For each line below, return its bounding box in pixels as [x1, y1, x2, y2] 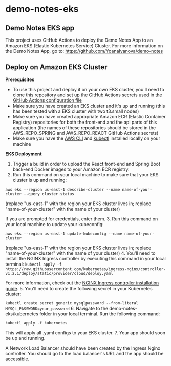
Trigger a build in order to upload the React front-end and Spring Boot [12, 160, 160, 167]
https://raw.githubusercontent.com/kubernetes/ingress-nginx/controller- [5, 266, 166, 272]
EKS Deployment [5, 151, 42, 157]
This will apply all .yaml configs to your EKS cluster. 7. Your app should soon [5, 329, 165, 336]
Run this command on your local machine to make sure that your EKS [12, 171, 159, 177]
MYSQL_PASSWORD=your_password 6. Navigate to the [5, 305, 109, 311]
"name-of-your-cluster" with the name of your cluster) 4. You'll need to [5, 250, 156, 256]
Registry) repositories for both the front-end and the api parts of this [12, 119, 157, 125]
